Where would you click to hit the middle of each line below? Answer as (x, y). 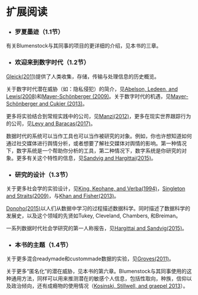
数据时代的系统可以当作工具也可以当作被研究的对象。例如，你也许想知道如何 (99, 136)
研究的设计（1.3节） (43, 175)
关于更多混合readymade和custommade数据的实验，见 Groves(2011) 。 (90, 259)
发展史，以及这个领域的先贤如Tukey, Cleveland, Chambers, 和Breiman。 (94, 216)
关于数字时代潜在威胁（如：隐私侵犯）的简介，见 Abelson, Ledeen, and (92, 89)
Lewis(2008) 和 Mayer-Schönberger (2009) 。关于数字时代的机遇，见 (89, 96)
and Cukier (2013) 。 (64, 103)
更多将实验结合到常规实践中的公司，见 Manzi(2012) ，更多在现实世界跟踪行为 (99, 116)
